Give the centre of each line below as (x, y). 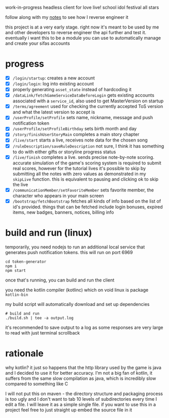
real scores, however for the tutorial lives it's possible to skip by (79, 168)
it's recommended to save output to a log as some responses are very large (84, 327)
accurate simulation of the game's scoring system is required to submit (87, 163)
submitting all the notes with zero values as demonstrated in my (79, 174)
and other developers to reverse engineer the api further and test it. (76, 32)
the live (20, 184)
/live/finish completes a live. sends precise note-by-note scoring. (83, 157)
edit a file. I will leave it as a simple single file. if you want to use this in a (81, 404)
